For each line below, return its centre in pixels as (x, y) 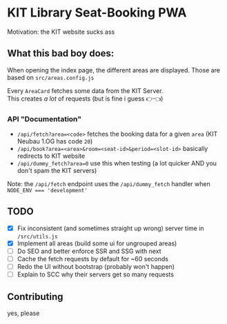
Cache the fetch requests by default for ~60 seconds (93, 259)
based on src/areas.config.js (51, 77)
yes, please (23, 313)
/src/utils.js (37, 236)
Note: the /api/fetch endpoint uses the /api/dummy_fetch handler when (109, 184)
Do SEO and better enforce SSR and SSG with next (89, 251)
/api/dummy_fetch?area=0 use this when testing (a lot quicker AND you (117, 163)
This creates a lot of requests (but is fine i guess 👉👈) (85, 99)
